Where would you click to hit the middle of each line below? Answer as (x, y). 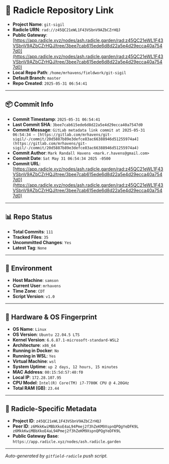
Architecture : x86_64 (34, 345)
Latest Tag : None (29, 248)
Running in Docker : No (36, 351)
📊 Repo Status (29, 217)
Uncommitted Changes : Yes (42, 242)
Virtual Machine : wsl (34, 361)
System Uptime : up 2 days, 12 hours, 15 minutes (65, 367)
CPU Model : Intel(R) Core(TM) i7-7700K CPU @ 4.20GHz (71, 383)
